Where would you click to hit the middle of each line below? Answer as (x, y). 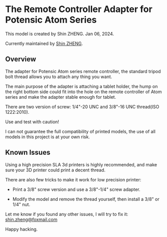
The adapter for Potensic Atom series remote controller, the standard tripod (83, 71)
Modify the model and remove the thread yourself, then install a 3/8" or (86, 199)
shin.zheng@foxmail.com (31, 219)
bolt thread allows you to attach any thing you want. (59, 77)
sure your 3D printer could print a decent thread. (55, 170)
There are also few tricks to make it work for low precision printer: (73, 179)
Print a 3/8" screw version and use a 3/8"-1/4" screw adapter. (76, 189)
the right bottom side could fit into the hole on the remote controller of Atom (83, 92)
